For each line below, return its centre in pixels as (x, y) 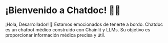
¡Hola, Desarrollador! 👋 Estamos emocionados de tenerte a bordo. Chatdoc (84, 24)
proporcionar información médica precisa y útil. (55, 35)
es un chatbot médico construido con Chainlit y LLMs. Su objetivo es (78, 29)
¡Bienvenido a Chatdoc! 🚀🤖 (63, 10)
